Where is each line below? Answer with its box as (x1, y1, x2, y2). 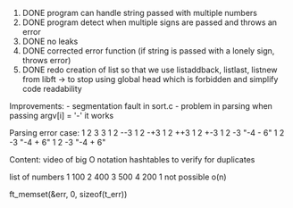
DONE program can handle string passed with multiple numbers (21, 8, 257, 18)
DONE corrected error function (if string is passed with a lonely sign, (21, 46, 275, 56)
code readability (21, 84, 82, 94)
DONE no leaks (21, 36, 79, 46)
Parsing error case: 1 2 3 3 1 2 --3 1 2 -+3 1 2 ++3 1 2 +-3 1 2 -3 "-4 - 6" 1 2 (9, 128, 285, 137)
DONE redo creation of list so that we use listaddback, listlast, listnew (21, 64, 278, 75)
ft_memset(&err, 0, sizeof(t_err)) (9, 189, 128, 199)
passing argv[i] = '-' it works (9, 111, 114, 121)
